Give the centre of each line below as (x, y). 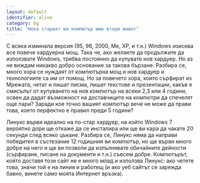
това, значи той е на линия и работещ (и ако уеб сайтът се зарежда (94, 167)
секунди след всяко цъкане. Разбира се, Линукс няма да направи (92, 135)
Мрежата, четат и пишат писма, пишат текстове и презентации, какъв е (99, 85)
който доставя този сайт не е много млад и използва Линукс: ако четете (100, 161)
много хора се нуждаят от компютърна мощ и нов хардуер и (85, 72)
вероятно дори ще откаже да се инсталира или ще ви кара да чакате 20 (100, 128)
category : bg (23, 23)
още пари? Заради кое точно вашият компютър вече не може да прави (99, 104)
